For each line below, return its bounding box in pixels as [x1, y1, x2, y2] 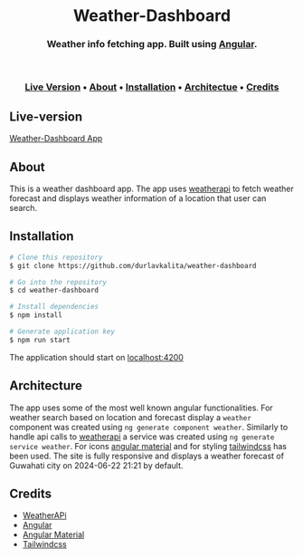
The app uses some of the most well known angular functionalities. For [9, 402, 273, 413]
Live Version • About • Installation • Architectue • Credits [24, 81, 279, 93]
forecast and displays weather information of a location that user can [9, 193, 267, 204]
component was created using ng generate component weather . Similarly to [9, 421, 289, 432]
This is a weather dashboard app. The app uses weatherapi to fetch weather [9, 183, 294, 195]
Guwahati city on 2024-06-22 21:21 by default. [9, 459, 184, 471]
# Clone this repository [9, 253, 103, 262]
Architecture [9, 378, 83, 394]
